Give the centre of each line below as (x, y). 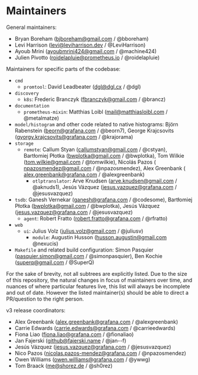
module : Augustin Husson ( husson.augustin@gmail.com (100, 237)
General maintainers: (32, 27)
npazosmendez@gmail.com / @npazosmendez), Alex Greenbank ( (105, 168)
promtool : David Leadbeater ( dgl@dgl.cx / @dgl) (82, 86)
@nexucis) (45, 243)
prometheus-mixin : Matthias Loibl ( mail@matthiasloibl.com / (95, 112)
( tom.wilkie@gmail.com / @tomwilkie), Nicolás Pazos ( (90, 162)
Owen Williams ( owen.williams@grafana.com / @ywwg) (82, 359)
